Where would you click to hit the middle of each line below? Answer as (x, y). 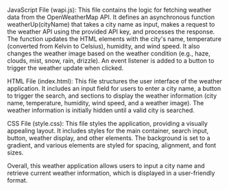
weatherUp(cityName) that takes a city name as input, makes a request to (111, 24)
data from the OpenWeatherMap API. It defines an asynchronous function (111, 17)
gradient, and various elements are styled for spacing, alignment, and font (112, 145)
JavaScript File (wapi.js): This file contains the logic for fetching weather (109, 10)
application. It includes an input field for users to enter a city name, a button (114, 89)
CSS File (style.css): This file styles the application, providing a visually (107, 123)
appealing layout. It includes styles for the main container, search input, (108, 131)
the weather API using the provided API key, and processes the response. (111, 31)
